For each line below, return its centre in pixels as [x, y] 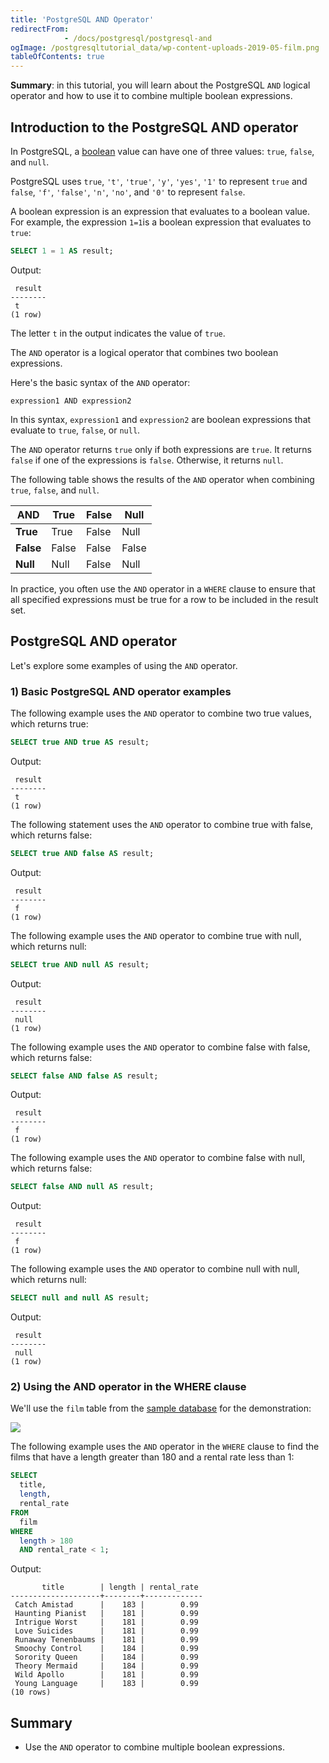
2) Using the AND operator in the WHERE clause [128, 1387]
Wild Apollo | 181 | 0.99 [106, 1675]
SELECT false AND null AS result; [82, 1187]
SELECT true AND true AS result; [80, 742]
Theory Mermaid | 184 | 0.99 [106, 1666]
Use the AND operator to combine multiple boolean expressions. [154, 1747]
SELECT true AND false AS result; [82, 853]
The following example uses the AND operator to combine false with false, [160, 1047]
